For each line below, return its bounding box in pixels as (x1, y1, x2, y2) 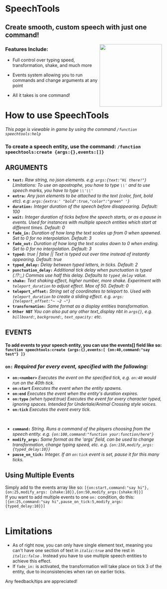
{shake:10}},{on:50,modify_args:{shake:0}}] (49, 490, 143, 495)
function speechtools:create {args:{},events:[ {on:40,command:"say (5, 347, 150, 352)
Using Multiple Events (5, 471, 75, 480)
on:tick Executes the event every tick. (12, 406, 91, 412)
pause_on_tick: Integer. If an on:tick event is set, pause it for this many (12, 451, 160, 457)
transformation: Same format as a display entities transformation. (12, 303, 149, 309)
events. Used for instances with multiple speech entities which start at (12, 219, 157, 225)
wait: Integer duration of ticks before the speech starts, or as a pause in (12, 214, 162, 220)
